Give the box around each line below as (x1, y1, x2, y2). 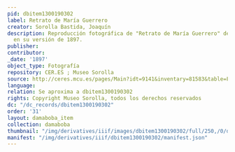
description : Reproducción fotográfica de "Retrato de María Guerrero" (7, 29, 220, 37)
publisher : (7, 43, 39, 50)
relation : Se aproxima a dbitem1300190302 (7, 88, 133, 95)
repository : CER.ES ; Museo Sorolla (7, 69, 114, 76)
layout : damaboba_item (7, 114, 73, 121)
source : (7, 75, 30, 83)
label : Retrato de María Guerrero (7, 17, 108, 24)
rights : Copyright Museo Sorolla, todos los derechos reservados (7, 95, 201, 102)
